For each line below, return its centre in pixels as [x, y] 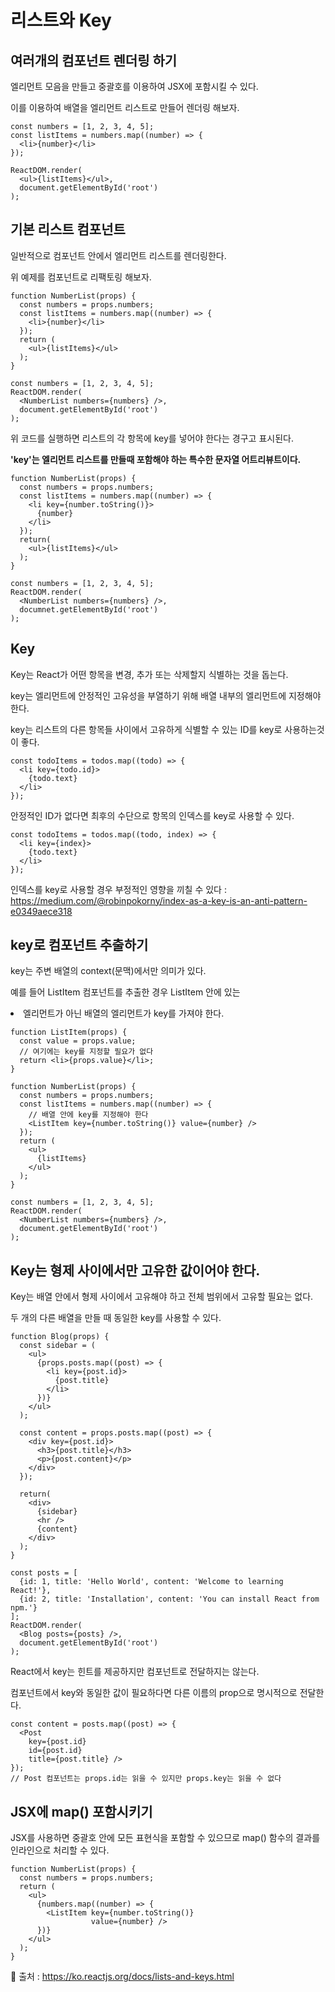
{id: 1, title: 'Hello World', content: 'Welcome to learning [151, 1582]
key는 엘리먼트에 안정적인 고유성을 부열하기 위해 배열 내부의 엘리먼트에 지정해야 [166, 695]
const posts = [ [44, 1573]
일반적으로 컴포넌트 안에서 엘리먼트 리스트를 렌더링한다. [118, 255]
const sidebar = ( [58, 1346]
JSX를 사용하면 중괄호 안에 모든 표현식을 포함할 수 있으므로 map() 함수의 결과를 [165, 1838]
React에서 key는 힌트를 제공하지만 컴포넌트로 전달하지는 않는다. [135, 1672]
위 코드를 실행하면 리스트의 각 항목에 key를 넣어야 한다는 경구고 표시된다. [152, 438]
